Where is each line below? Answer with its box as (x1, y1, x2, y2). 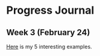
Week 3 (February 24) (6, 27, 90, 38)
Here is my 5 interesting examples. (6, 43, 92, 50)
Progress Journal (6, 4, 95, 17)
